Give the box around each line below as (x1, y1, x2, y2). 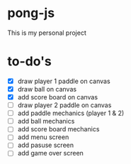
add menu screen (17, 133, 69, 141)
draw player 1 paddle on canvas (17, 77, 111, 85)
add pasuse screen (17, 141, 74, 150)
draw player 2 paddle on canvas (17, 101, 112, 109)
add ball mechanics (17, 117, 75, 126)
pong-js (7, 5, 55, 21)
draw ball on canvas (17, 84, 76, 93)
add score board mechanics (17, 125, 100, 133)
